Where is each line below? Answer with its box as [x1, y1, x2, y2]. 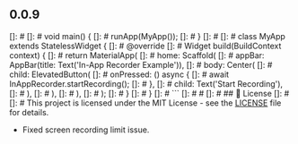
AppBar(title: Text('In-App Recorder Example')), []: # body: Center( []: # [9, 59, 273, 70]
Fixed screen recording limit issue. [22, 124, 150, 135]
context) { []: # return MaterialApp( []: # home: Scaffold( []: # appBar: [9, 49, 265, 61]
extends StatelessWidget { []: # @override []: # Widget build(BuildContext [9, 40, 282, 51]
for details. [9, 106, 49, 117]
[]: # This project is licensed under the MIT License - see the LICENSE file [9, 97, 282, 108]
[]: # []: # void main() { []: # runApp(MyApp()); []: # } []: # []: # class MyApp [9, 30, 285, 41]
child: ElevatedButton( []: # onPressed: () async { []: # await [9, 69, 230, 80]
